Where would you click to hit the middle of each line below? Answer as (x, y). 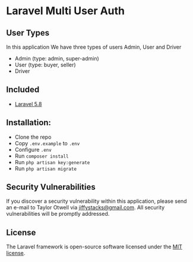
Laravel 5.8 (28, 104)
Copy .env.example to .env (47, 143)
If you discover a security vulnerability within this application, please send (96, 201)
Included (23, 90)
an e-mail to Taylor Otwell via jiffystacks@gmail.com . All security (86, 207)
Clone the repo (33, 137)
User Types (28, 33)
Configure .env (33, 149)
